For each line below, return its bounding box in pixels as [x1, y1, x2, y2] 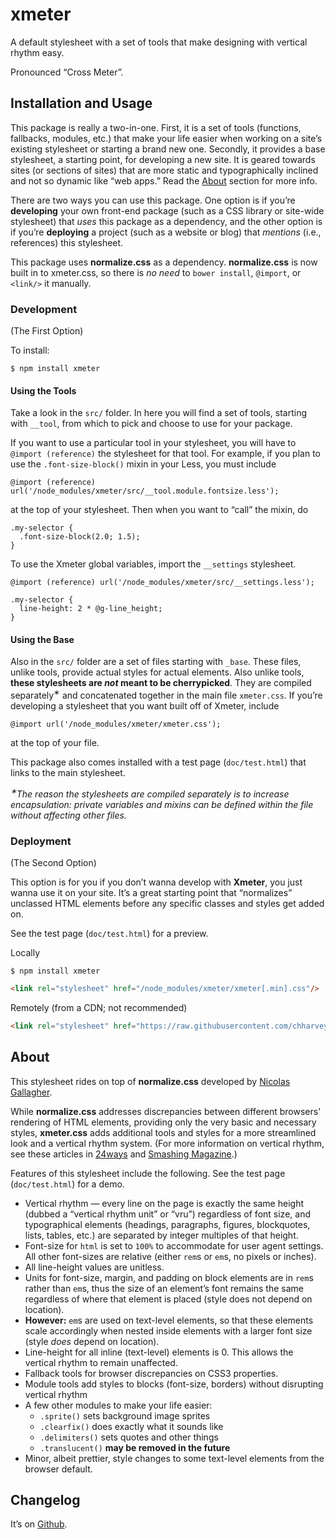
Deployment [10, 834, 72, 848]
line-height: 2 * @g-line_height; [19, 604, 163, 614]
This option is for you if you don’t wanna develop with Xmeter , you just [10, 876, 303, 888]
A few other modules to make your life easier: [24, 1399, 213, 1411]
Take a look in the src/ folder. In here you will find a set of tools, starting [10, 407, 307, 419]
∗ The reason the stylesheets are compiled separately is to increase [10, 786, 290, 800]
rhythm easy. [10, 46, 65, 58]
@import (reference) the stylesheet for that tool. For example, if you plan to [10, 448, 321, 460]
